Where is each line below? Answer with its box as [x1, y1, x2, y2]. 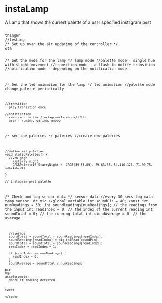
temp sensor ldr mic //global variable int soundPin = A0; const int [5, 198, 149, 203]
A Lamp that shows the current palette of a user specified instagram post [5, 19, 151, 25]
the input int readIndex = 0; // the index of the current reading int [5, 207, 153, 212]
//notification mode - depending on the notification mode [5, 67, 127, 71]
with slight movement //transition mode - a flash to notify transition [5, 62, 155, 67]
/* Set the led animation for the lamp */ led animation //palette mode [5, 82, 155, 87]
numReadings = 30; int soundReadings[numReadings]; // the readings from [5, 202, 158, 207]
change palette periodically [5, 86, 64, 91]
